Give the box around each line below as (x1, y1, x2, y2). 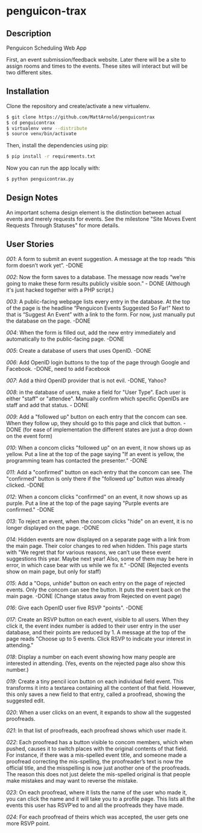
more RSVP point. (6, 820, 50, 827)
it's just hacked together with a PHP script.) (6, 286, 115, 294)
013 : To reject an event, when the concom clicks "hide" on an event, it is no (6, 518, 193, 525)
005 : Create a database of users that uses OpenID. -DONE (6, 347, 152, 354)
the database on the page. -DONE (6, 317, 91, 324)
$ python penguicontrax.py (6, 176, 74, 182)
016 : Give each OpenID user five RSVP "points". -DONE (6, 604, 144, 611)
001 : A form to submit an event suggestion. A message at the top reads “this (6, 255, 196, 262)
